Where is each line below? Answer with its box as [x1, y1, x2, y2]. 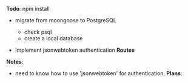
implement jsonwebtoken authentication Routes [15, 46, 135, 54]
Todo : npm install [6, 5, 50, 12]
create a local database [24, 35, 83, 41]
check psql [24, 28, 52, 35]
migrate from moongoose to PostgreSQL [15, 17, 116, 23]
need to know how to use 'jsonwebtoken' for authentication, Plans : [15, 70, 183, 77]
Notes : [6, 58, 24, 65]
